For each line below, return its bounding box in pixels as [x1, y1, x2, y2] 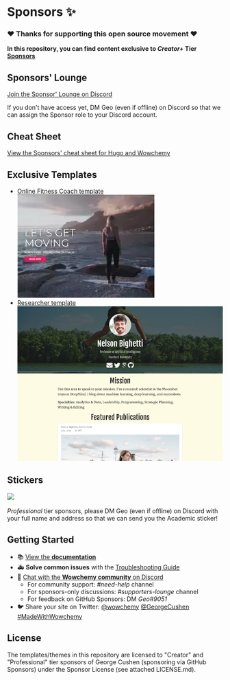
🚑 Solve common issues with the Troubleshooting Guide [16, 563, 180, 571]
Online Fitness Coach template [16, 187, 104, 195]
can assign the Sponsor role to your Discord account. [7, 111, 157, 119]
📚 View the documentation [16, 552, 97, 560]
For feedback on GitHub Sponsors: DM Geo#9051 [27, 595, 168, 603]
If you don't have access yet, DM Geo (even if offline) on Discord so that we [7, 104, 221, 112]
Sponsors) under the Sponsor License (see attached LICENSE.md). [7, 665, 196, 673]
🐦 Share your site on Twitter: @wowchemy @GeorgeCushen [16, 602, 190, 611]
